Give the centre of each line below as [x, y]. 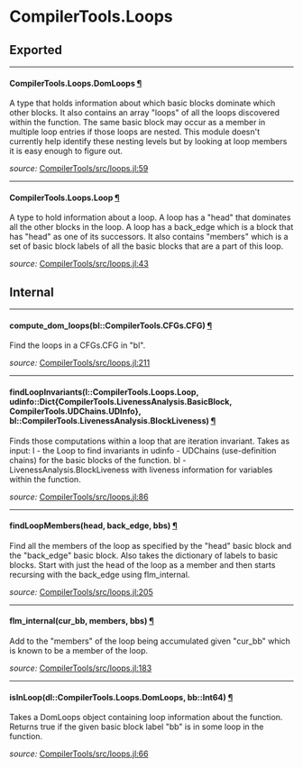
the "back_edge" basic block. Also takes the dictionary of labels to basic [144, 555]
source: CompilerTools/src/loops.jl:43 [79, 264]
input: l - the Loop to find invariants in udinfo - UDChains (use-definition [143, 450]
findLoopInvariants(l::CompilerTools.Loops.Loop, [104, 392]
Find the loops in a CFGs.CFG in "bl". [78, 345]
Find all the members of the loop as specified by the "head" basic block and [151, 545]
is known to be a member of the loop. [79, 651]
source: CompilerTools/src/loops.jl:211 [80, 363]
